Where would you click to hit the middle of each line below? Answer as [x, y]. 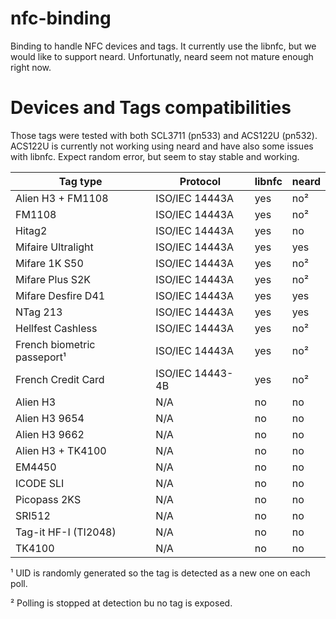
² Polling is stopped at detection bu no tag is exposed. [121, 603]
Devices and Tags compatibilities [151, 108]
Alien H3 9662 [50, 434]
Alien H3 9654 [50, 418]
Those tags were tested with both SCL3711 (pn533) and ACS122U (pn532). [164, 135]
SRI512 [33, 515]
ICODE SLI [40, 483]
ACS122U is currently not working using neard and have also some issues [162, 146]
